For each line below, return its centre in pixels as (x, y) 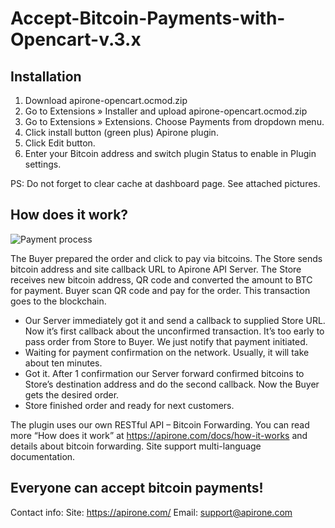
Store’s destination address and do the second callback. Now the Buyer (172, 384)
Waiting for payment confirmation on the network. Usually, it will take (167, 352)
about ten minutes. (63, 363)
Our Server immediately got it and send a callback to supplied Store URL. (175, 320)
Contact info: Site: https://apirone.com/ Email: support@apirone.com (151, 512)
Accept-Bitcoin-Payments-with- (148, 18)
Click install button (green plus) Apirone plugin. (121, 132)
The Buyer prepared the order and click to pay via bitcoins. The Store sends (166, 258)
